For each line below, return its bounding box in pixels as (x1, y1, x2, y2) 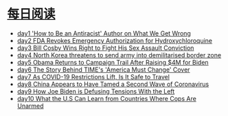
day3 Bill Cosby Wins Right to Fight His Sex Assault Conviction (16, 44, 194, 52)
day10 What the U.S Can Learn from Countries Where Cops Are (16, 94, 197, 102)
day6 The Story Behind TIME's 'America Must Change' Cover (16, 66, 190, 74)
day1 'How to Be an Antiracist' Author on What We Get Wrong (16, 29, 191, 38)
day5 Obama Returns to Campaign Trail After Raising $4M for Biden (16, 58, 209, 66)
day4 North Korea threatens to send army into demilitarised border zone (16, 50, 222, 59)
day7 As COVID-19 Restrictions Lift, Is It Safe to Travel (16, 72, 170, 81)
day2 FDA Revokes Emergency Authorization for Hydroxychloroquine (16, 36, 213, 44)
